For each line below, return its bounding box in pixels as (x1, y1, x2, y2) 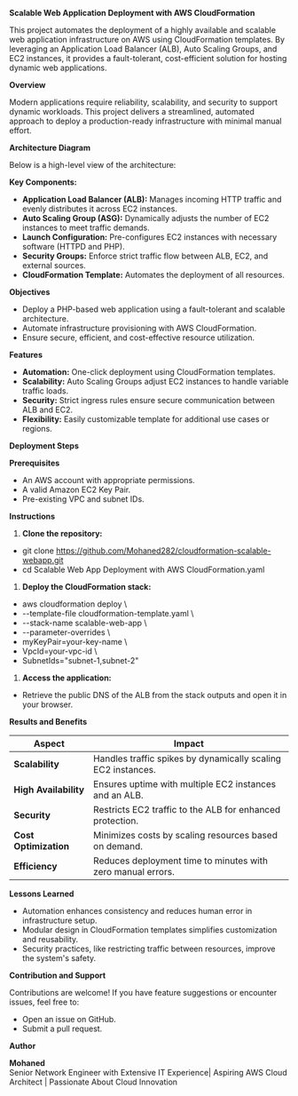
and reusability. (21, 934, 79, 944)
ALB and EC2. (21, 404, 74, 415)
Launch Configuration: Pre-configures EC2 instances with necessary (21, 232, 278, 242)
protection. (92, 814, 139, 827)
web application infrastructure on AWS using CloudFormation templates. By (9, 35, 286, 44)
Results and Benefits (9, 717, 88, 727)
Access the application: (21, 672, 113, 683)
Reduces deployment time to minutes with (92, 854, 269, 867)
